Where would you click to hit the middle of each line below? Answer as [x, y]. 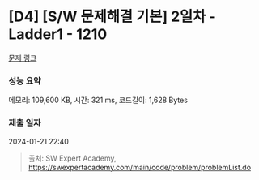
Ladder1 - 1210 [58, 34]
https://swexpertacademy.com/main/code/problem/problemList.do [140, 167]
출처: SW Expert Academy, [72, 158]
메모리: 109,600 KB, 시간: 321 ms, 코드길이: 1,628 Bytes [98, 100]
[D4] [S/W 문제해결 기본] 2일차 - [112, 17]
